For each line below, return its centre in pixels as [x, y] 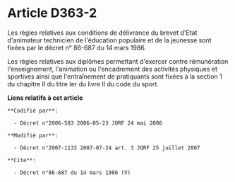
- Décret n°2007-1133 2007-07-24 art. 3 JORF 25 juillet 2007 [107, 148]
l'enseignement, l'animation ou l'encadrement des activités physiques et [112, 69]
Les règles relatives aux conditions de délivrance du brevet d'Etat [102, 33]
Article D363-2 [52, 13]
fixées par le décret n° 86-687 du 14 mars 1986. [77, 47]
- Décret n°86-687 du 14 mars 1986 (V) [72, 172]
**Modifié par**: [33, 135]
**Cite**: [22, 160]
